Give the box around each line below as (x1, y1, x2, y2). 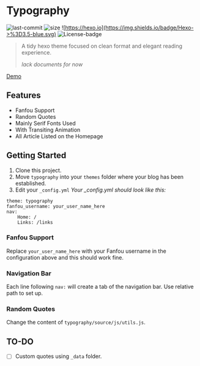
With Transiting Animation (15, 126, 81, 133)
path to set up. (6, 289, 43, 297)
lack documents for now (21, 61, 83, 68)
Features (6, 90, 41, 101)
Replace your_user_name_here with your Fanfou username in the (6, 247, 166, 255)
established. (15, 179, 46, 187)
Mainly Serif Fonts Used (15, 119, 76, 127)
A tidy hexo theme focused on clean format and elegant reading (21, 42, 182, 50)
